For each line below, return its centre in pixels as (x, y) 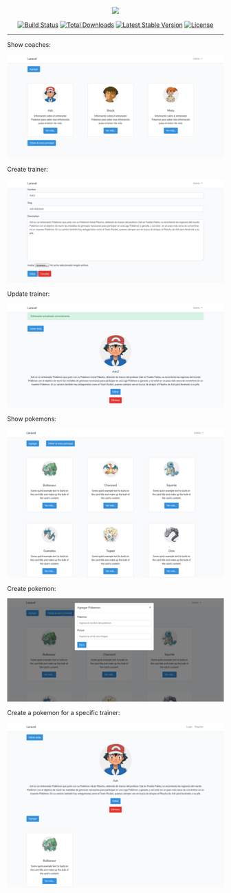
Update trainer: (29, 294)
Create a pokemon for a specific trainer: (64, 713)
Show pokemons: (32, 419)
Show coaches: (29, 44)
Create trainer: (27, 170)
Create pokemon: (32, 589)
